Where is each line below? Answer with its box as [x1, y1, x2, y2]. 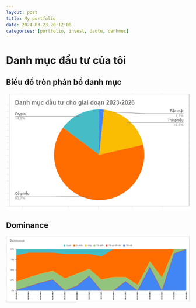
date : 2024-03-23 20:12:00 [6, 22, 72, 28]
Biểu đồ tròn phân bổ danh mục [6, 77, 122, 87]
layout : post [6, 9, 38, 15]
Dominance [6, 220, 49, 231]
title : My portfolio [6, 15, 57, 22]
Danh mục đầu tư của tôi [6, 54, 127, 67]
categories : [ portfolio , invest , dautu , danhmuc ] [6, 28, 129, 34]
